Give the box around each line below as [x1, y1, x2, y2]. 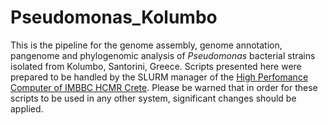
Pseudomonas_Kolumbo [10, 6, 218, 29]
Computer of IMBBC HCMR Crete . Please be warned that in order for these [10, 81, 318, 93]
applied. [10, 102, 44, 115]
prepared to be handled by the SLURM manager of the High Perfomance [10, 71, 309, 83]
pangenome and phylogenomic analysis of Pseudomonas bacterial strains [10, 49, 316, 61]
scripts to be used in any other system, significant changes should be [10, 92, 297, 104]
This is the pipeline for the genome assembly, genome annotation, [10, 39, 283, 51]
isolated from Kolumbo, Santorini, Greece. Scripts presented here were [10, 60, 302, 72]
